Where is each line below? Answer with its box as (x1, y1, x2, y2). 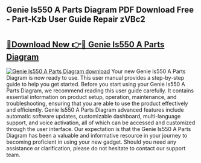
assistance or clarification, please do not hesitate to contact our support (6, 145, 186, 152)
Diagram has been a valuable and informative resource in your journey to (6, 132, 188, 139)
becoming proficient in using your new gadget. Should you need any (6, 138, 177, 145)
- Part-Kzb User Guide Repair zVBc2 (6, 14, 146, 25)
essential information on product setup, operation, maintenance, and (6, 94, 177, 100)
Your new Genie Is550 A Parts (111, 68, 186, 75)
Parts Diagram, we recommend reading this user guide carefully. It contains (6, 87, 194, 94)
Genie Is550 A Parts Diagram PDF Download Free (6, 5, 194, 15)
